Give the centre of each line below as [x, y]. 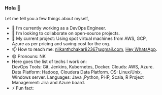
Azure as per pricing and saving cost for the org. [61, 44]
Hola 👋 [13, 8]
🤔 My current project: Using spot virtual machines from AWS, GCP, [79, 38]
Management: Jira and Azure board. [48, 83]
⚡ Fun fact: [23, 88]
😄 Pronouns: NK [29, 57]
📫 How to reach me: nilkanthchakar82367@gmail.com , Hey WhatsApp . [84, 49]
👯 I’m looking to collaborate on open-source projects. [66, 33]
